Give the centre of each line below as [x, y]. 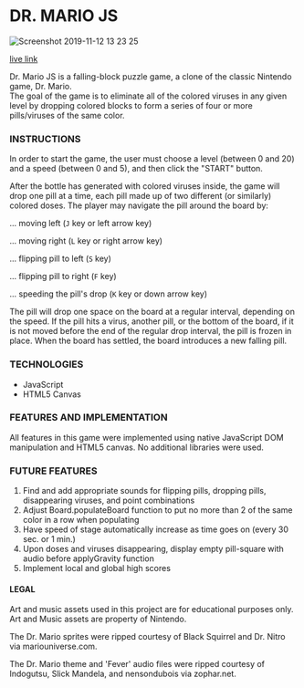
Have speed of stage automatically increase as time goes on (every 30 [156, 529]
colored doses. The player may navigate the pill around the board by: [139, 205]
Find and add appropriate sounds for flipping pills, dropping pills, [144, 491]
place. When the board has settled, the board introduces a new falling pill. [148, 341]
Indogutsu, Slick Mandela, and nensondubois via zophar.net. [123, 674]
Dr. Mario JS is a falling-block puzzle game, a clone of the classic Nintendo [151, 76]
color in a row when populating [81, 520]
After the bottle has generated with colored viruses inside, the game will [145, 186]
